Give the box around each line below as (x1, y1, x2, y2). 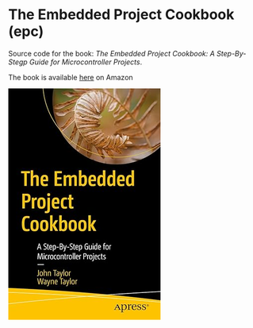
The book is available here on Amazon (8, 72, 133, 82)
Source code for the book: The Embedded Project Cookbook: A (8, 48, 216, 58)
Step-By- (217, 48, 247, 58)
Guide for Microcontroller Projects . (29, 57, 143, 67)
